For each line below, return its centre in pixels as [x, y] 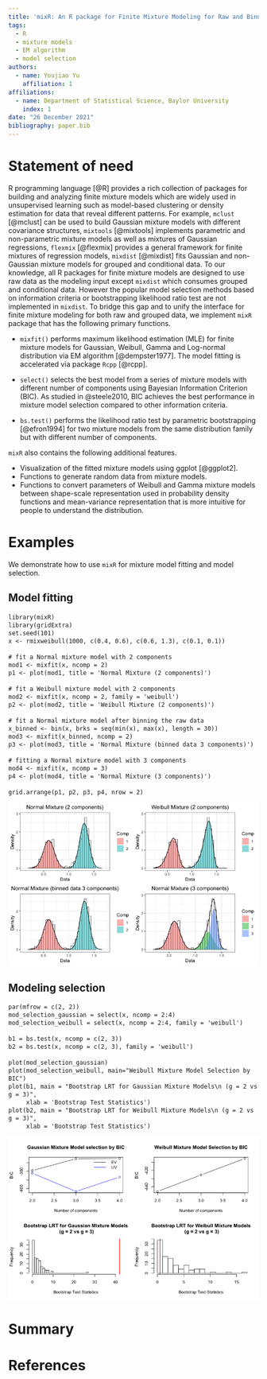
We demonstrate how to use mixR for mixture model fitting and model [121, 564]
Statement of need [71, 166]
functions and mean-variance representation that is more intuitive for [133, 502]
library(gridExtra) [41, 625]
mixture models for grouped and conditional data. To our [133, 264]
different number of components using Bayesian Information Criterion [133, 388]
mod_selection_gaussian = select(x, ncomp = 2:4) [92, 1015]
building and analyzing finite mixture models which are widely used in [122, 196]
